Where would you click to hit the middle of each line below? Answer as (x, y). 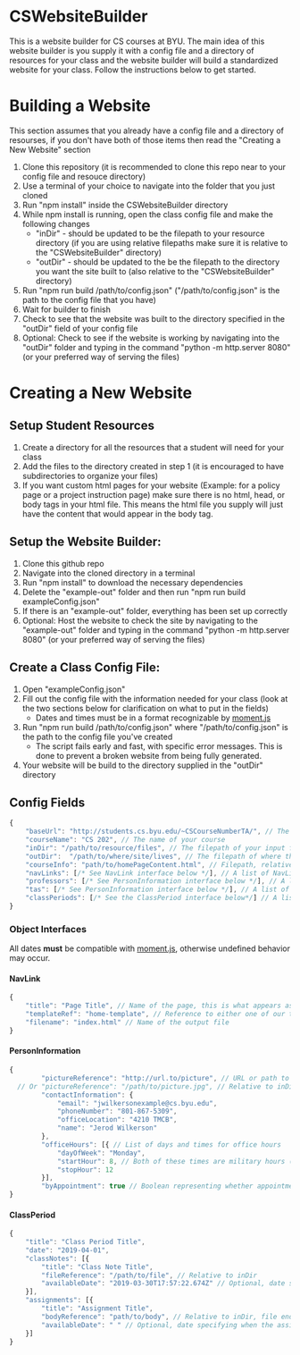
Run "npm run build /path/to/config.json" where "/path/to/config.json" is (155, 727)
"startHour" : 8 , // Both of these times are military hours (171, 1161)
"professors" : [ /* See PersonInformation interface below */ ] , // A (155, 881)
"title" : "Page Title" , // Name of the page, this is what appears (153, 1006)
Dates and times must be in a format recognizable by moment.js (153, 718)
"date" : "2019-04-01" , (67, 1250)
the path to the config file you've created (97, 736)
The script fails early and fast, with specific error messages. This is (159, 746)
